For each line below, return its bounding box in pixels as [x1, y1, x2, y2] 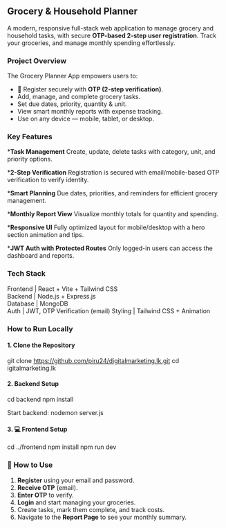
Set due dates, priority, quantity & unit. [17, 100, 127, 108]
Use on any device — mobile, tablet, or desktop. [17, 114, 154, 123]
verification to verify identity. [7, 176, 89, 184]
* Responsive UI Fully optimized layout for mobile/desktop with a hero [7, 223, 205, 231]
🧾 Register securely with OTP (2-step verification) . [17, 85, 164, 94]
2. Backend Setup [7, 380, 59, 388]
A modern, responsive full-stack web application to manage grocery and [7, 24, 214, 32]
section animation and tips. [7, 231, 84, 239]
